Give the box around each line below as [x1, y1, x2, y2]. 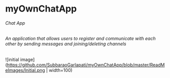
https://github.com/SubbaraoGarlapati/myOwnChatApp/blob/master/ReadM [7, 62, 165, 68]
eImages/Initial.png [5, 67, 46, 73]
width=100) [49, 67, 73, 73]
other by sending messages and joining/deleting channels [5, 41, 126, 47]
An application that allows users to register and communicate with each [5, 36, 156, 42]
